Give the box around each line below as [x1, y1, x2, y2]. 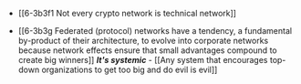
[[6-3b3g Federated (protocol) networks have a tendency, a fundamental [17, 26, 293, 36]
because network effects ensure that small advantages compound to [17, 45, 277, 56]
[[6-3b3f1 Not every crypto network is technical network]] [17, 8, 237, 18]
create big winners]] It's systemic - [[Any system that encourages [17, 55, 268, 65]
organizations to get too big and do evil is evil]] [41, 64, 218, 75]
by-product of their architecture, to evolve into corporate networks [17, 36, 269, 46]
